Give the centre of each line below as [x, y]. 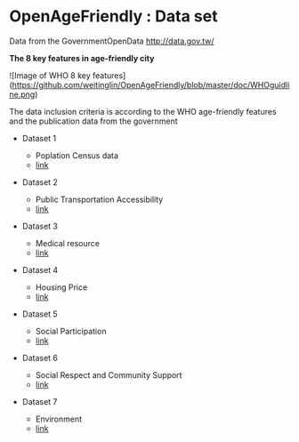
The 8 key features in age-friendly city [82, 58]
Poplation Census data [77, 155]
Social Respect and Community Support [109, 374]
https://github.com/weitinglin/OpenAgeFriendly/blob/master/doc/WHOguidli [151, 84]
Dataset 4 [40, 269]
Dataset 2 [40, 182]
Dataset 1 [39, 138]
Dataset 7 [40, 401]
